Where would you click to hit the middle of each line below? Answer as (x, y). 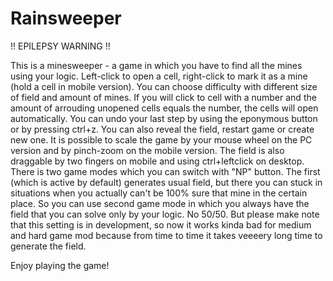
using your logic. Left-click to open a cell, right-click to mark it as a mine (159, 76)
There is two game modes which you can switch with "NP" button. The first (165, 171)
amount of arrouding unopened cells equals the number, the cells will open (164, 108)
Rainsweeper (66, 18)
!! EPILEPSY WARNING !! (60, 46)
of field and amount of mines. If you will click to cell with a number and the (163, 97)
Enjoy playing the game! (60, 265)
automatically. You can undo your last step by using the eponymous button (164, 118)
